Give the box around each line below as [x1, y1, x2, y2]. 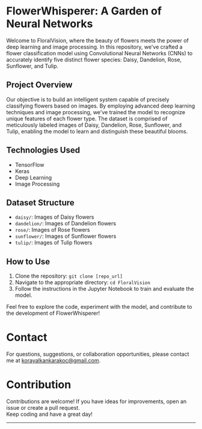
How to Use [6, 257, 50, 267]
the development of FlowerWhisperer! [6, 309, 100, 317]
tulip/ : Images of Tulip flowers [14, 239, 93, 246]
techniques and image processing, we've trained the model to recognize [6, 108, 185, 115]
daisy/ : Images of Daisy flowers [14, 213, 94, 221]
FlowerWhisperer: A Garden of [6, 4, 162, 18]
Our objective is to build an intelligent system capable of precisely [6, 96, 170, 103]
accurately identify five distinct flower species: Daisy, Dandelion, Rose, [6, 56, 182, 63]
